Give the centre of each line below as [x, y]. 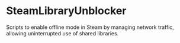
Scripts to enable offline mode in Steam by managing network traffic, [90, 27]
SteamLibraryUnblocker [66, 11]
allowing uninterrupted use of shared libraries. [62, 33]
